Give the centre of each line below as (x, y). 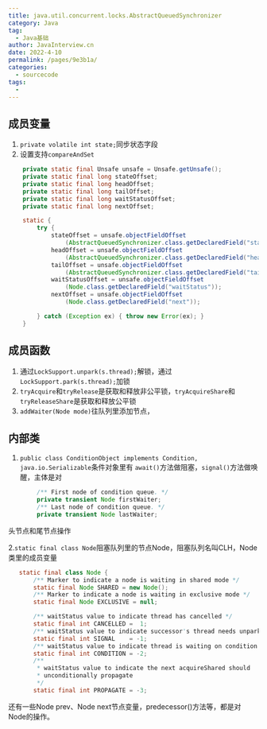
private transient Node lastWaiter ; (97, 514)
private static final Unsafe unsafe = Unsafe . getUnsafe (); (122, 169)
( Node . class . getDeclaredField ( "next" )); (133, 302)
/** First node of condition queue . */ (103, 492)
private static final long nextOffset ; (89, 206)
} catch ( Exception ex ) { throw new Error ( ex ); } (120, 316)
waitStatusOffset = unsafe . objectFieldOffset (127, 280)
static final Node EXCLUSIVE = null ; (95, 602)
